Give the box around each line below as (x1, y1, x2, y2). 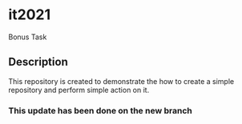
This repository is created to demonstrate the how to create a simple (8, 76, 235, 86)
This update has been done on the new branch (8, 105, 192, 116)
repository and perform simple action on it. (8, 85, 150, 94)
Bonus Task (8, 32, 47, 42)
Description (8, 55, 68, 69)
